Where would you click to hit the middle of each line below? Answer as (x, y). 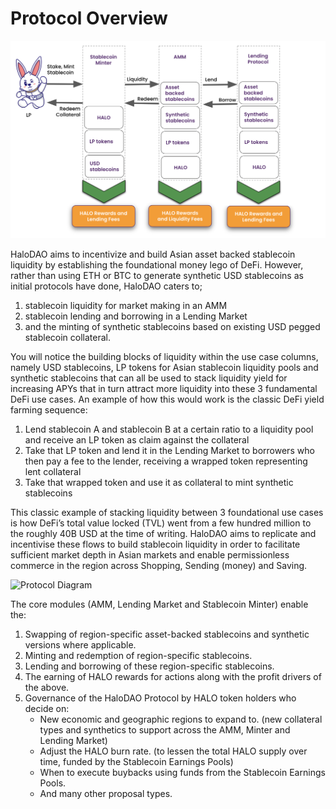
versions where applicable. (80, 645)
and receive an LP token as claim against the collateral (137, 440)
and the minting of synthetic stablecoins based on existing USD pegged (172, 327)
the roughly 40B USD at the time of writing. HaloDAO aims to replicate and (163, 534)
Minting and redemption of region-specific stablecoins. (138, 656)
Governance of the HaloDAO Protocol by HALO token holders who (160, 698)
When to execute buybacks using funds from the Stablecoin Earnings (182, 773)
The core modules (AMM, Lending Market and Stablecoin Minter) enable (159, 604)
